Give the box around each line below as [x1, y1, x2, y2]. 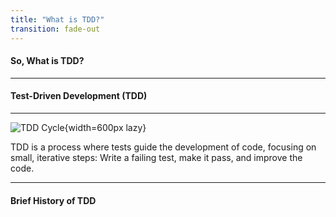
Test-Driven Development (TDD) [10, 90, 148, 102]
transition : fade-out [10, 24, 101, 34]
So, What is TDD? [10, 55, 85, 67]
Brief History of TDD [10, 194, 97, 206]
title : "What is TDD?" [10, 14, 105, 25]
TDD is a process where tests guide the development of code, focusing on [10, 141, 317, 153]
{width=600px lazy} [64, 121, 147, 133]
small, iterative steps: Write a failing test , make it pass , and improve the [10, 151, 303, 163]
